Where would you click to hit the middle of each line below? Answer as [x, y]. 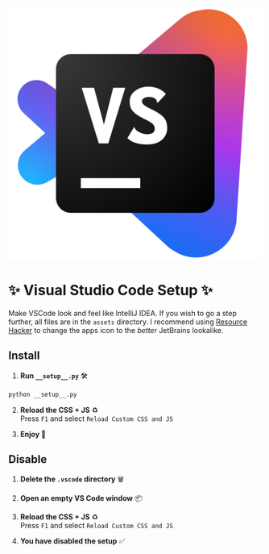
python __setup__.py [43, 394]
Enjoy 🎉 [33, 434]
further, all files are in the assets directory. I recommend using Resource [128, 322]
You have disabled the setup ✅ [72, 541]
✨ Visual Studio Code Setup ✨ [111, 291]
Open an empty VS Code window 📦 [81, 498]
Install [24, 356]
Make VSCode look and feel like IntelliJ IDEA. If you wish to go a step [123, 313]
